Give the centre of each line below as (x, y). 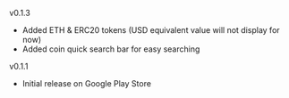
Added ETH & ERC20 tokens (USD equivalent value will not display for (151, 30)
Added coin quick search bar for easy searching (111, 49)
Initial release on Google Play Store (87, 83)
